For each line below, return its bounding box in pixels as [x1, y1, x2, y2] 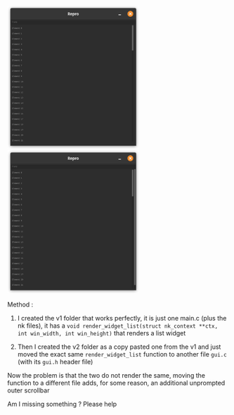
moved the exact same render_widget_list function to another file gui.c [17, 350, 227, 358]
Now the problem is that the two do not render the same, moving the [7, 371, 206, 379]
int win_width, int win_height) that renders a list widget [17, 329, 186, 337]
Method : [7, 300, 34, 309]
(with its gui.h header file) [17, 358, 93, 366]
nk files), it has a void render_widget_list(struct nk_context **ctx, [17, 321, 219, 330]
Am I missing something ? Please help [7, 400, 117, 408]
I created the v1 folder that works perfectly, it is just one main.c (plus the [17, 314, 227, 322]
